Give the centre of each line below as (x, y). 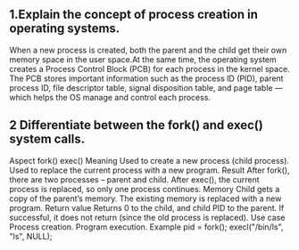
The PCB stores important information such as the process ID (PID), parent (146, 78)
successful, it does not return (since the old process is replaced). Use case (147, 217)
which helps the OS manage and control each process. (110, 97)
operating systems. (65, 29)
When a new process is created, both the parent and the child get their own (148, 50)
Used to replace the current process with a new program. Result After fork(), (149, 170)
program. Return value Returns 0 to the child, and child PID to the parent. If (147, 207)
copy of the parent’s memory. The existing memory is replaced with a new (145, 198)
